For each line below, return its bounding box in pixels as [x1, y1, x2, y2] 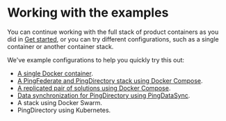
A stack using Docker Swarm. [17, 98, 103, 106]
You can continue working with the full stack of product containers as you [7, 28, 219, 36]
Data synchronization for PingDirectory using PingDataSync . [17, 91, 191, 100]
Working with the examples [7, 5, 169, 21]
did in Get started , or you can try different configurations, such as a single [7, 35, 219, 43]
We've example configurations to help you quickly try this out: [7, 55, 185, 64]
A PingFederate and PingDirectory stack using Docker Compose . [17, 76, 203, 84]
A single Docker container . [17, 69, 94, 77]
